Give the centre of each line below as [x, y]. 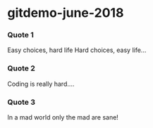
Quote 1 [20, 35]
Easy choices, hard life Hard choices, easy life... [77, 50]
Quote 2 [21, 68]
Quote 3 [21, 102]
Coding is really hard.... [41, 84]
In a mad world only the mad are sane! [63, 117]
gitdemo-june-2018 [66, 13]
